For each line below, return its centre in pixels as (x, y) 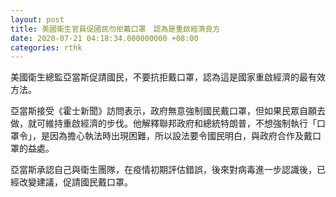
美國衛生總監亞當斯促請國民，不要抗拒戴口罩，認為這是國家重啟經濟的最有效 (168, 77)
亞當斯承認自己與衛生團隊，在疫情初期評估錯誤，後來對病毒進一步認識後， (163, 170)
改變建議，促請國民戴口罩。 (75, 182)
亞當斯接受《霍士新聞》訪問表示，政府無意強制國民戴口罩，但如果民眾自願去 (168, 111)
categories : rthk (46, 47)
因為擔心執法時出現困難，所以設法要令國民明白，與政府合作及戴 (181, 136)
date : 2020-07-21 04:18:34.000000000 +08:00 (104, 38)
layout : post (37, 19)
